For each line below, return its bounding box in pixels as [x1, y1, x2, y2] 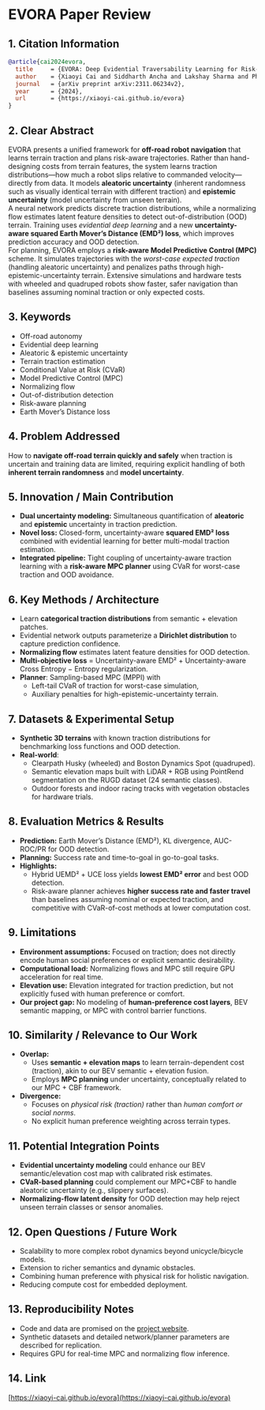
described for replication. [19, 1340, 103, 1350]
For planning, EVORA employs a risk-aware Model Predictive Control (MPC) [8, 245, 257, 254]
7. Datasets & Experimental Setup [8, 713, 175, 726]
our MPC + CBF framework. [31, 1083, 122, 1092]
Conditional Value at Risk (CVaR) [19, 365, 126, 374]
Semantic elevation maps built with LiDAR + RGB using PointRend [31, 767, 244, 776]
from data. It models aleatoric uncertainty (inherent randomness [34, 178, 246, 187]
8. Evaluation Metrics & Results [8, 815, 164, 829]
